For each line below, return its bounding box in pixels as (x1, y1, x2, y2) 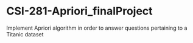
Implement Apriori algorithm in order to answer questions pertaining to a (6, 24, 188, 31)
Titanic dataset (6, 30, 44, 38)
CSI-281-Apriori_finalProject (6, 4, 153, 18)
